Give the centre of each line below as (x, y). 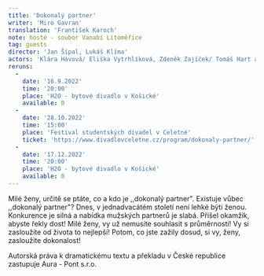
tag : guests (27, 45)
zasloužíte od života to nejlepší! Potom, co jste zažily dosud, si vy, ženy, (125, 232)
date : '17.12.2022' (54, 154)
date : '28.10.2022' (54, 118)
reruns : (21, 67)
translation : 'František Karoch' (63, 30)
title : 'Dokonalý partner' (52, 15)
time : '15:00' (45, 125)
